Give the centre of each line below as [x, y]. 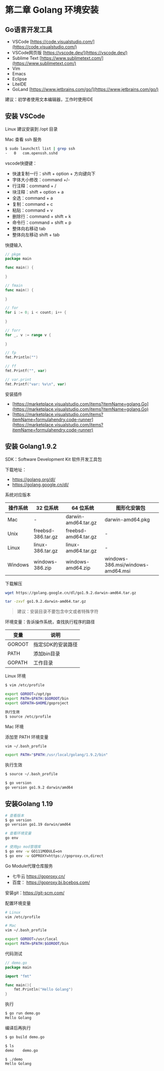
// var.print [18, 379]
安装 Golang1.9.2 [31, 447]
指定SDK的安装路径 [56, 645]
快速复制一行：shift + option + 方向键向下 [54, 174]
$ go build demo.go [25, 1037]
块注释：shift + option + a [38, 192]
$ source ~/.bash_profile [31, 774]
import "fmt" [18, 976]
